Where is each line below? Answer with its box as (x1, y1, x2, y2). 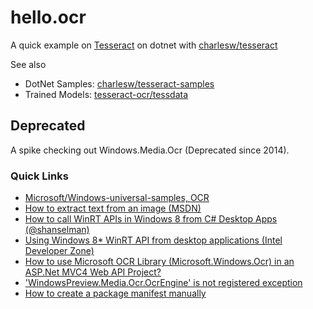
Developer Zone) (24, 245, 95, 257)
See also (10, 58, 47, 70)
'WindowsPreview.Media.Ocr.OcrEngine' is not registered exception (24, 277, 303, 289)
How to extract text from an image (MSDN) (24, 202, 202, 215)
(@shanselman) (24, 224, 90, 236)
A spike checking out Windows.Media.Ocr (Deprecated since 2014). (10, 144, 290, 156)
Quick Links (10, 169, 69, 183)
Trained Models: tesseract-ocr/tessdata (24, 88, 189, 100)
